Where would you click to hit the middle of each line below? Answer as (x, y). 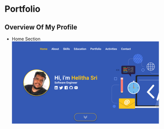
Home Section (26, 39)
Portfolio (23, 9)
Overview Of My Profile (41, 27)
